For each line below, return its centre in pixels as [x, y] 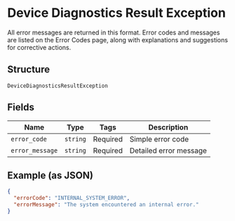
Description [168, 127]
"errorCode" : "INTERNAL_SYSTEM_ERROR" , [72, 198]
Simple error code [159, 139]
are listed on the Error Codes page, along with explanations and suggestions [117, 39]
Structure [29, 69]
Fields [21, 107]
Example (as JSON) [50, 175]
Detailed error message [168, 151]
